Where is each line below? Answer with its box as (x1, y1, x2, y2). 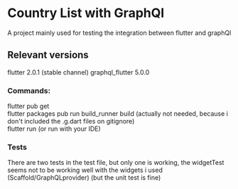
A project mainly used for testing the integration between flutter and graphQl (7, 28, 232, 37)
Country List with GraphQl (7, 5, 165, 21)
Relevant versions (7, 49, 89, 61)
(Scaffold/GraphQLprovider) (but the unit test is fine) (7, 173, 161, 182)
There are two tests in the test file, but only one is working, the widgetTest (7, 158, 225, 167)
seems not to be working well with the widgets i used (7, 166, 163, 175)
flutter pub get (7, 102, 50, 111)
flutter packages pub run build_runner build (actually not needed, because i (7, 109, 229, 118)
